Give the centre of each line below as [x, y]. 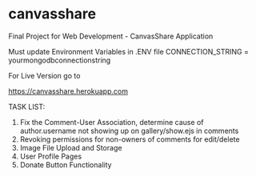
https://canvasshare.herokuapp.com [68, 91]
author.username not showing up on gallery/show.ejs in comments [129, 131]
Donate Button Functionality [66, 164]
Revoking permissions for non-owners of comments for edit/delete [130, 139]
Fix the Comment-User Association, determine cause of [112, 122]
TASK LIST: [27, 107]
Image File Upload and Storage [71, 147]
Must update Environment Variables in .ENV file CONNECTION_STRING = [129, 51]
